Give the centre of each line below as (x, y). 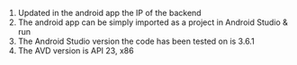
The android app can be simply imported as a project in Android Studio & (153, 22)
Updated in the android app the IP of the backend (109, 13)
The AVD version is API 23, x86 (76, 51)
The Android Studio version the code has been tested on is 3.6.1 (136, 41)
